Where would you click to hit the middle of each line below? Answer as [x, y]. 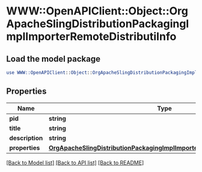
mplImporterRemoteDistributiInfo [91, 37]
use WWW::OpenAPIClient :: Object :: [50, 73]
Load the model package [54, 59]
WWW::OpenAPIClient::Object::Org [97, 11]
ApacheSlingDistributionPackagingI [98, 24]
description [26, 138]
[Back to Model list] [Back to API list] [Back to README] [75, 162]
